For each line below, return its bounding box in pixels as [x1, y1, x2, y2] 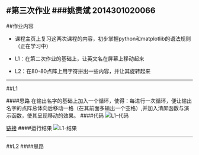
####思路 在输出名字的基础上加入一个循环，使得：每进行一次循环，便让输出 [6, 97, 192, 104]
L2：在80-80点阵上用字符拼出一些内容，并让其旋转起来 [14, 67, 151, 75]
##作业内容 [6, 22, 34, 30]
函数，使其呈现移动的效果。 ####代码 [11, 112, 104, 119]
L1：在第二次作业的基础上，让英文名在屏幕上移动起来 [14, 55, 145, 62]
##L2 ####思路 [6, 143, 44, 150]
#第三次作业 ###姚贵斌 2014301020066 [6, 5, 156, 16]
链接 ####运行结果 [6, 124, 52, 131]
